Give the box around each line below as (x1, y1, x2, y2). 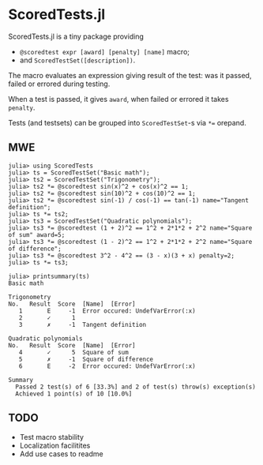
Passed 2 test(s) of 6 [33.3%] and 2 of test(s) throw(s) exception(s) (15, 383, 257, 391)
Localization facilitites (19, 441, 91, 450)
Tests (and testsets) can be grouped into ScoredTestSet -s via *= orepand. (8, 118, 246, 127)
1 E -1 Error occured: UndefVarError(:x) (18, 306, 196, 315)
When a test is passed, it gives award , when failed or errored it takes (8, 94, 229, 103)
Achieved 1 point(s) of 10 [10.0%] (15, 389, 133, 398)
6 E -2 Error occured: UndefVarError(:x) (18, 362, 196, 370)
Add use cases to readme (19, 448, 104, 459)
